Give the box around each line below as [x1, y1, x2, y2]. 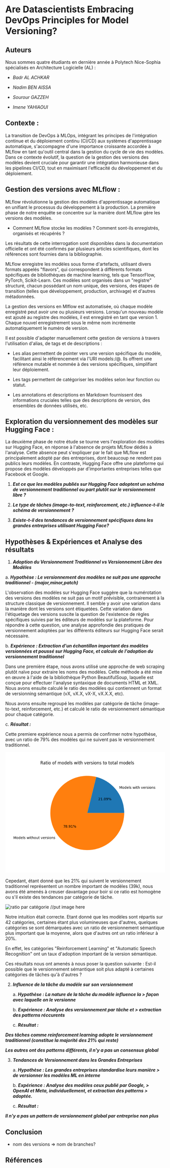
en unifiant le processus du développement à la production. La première [5, 204, 156, 210]
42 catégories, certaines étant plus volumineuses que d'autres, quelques [5, 920, 158, 926]
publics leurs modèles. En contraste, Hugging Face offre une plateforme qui [5, 460, 164, 466]
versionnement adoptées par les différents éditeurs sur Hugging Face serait [5, 628, 164, 634]
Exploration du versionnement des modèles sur [5, 417, 158, 426]
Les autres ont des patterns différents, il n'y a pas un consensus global [5, 1047, 159, 1053]
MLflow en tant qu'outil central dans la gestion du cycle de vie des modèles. [5, 148, 164, 155]
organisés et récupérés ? [12, 230, 65, 236]
